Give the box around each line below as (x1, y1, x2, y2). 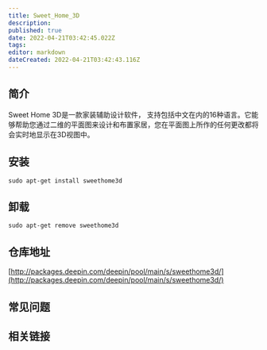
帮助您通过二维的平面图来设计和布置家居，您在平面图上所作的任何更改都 (14, 120, 252, 129)
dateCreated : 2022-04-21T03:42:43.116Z (8, 56, 141, 64)
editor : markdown (8, 48, 66, 56)
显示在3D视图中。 (35, 129, 95, 139)
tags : (8, 41, 26, 49)
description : (8, 19, 52, 27)
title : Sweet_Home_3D (8, 11, 80, 20)
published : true (8, 26, 62, 34)
